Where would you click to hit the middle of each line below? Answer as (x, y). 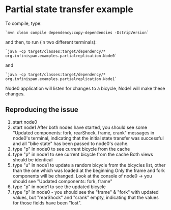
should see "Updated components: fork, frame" (63, 181)
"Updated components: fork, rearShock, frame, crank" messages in (83, 132)
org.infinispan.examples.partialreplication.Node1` (61, 79)
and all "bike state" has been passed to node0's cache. (70, 144)
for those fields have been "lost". (47, 203)
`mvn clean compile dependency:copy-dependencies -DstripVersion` (77, 32)
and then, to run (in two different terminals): (51, 42)
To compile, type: (23, 23)
